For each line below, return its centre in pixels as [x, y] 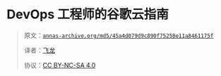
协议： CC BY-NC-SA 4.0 [60, 65]
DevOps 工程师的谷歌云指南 [88, 14]
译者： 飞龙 [40, 50]
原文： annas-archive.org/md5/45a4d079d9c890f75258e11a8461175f [119, 35]
